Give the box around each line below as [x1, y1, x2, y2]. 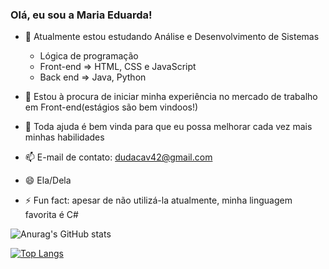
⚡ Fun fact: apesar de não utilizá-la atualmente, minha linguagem [24, 194, 293, 207]
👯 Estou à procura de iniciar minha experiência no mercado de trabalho [24, 91, 318, 103]
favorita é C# [24, 209, 79, 221]
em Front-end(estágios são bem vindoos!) [24, 101, 199, 113]
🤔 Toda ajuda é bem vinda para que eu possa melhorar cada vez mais [24, 121, 313, 133]
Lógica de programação [39, 50, 139, 62]
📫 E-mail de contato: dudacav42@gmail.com [24, 151, 213, 163]
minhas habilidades [24, 131, 105, 143]
